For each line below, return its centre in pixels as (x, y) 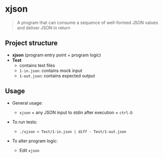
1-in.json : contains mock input (51, 70)
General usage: (27, 103)
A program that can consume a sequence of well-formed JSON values (87, 23)
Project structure (31, 43)
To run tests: (25, 122)
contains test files (37, 65)
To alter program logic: (35, 141)
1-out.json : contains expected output (57, 76)
